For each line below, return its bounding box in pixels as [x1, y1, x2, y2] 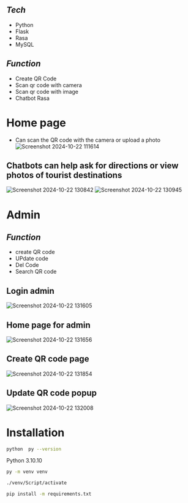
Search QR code [15, 268, 57, 275]
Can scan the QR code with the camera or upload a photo [15, 136, 161, 144]
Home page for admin [6, 320, 91, 330]
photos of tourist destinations [6, 170, 122, 180]
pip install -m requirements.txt [6, 491, 92, 497]
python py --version [6, 446, 62, 452]
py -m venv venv [6, 469, 48, 475]
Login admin [6, 285, 55, 296]
